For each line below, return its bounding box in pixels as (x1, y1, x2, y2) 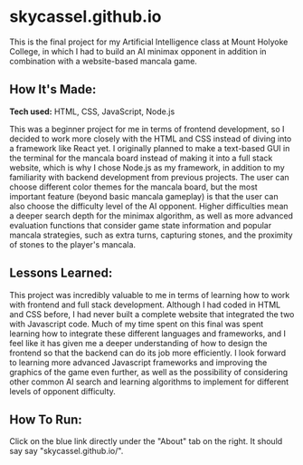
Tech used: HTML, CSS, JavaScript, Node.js (9, 106, 175, 117)
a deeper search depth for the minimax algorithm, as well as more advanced (9, 210, 294, 221)
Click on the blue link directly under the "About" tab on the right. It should (9, 436, 283, 447)
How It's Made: (9, 82, 97, 97)
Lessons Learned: (9, 266, 113, 281)
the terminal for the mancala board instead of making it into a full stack (9, 152, 273, 163)
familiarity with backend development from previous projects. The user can (9, 171, 289, 182)
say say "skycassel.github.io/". (9, 446, 124, 457)
